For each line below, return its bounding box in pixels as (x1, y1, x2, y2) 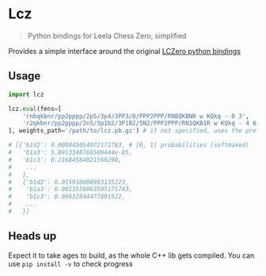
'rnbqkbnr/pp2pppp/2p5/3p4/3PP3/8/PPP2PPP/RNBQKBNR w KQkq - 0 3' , (22, 112, 249, 120)
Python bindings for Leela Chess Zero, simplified (27, 31, 187, 40)
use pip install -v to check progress (8, 259, 133, 268)
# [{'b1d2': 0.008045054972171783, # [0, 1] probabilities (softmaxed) (8, 141, 249, 149)
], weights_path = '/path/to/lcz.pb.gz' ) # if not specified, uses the (8, 127, 243, 135)
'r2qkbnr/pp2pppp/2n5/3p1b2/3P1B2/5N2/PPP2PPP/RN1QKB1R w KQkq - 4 (22, 120, 249, 128)
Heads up (8, 229, 57, 243)
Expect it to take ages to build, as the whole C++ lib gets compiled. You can (8, 251, 255, 260)
